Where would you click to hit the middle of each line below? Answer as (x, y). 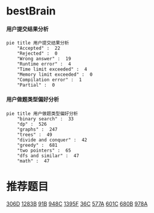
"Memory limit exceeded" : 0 (55, 75)
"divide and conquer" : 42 (52, 140)
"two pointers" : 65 (44, 150)
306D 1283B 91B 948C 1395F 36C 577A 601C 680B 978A (77, 203)
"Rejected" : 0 (38, 54)
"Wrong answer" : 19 (44, 59)
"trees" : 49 (35, 134)
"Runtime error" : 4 (44, 64)
